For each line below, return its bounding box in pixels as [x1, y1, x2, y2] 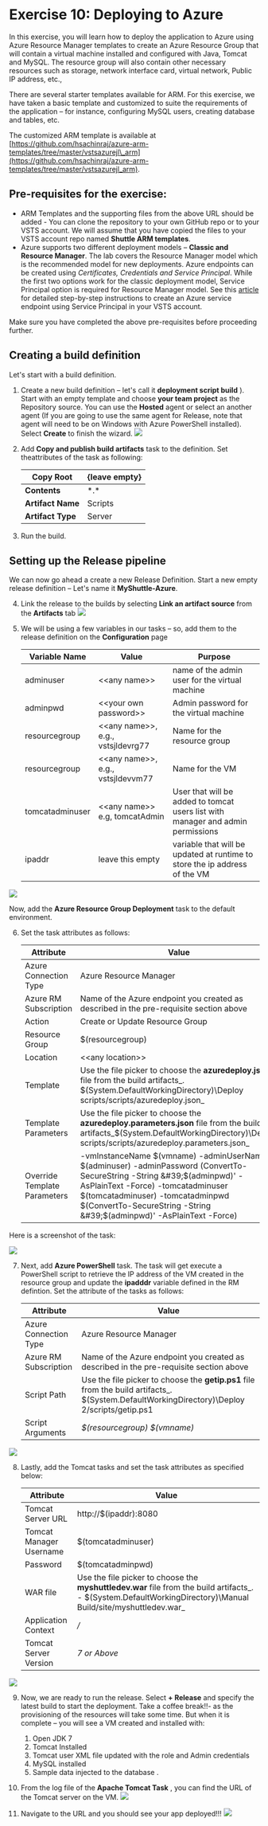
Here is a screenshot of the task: [9, 1230, 116, 1240]
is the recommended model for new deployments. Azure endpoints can [20, 259, 254, 268]
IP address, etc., [9, 74, 63, 84]
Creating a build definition [9, 349, 142, 362]
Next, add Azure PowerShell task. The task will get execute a [20, 1261, 223, 1271]
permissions [173, 826, 219, 837]
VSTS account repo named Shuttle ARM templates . [20, 233, 192, 244]
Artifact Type [24, 510, 76, 522]
